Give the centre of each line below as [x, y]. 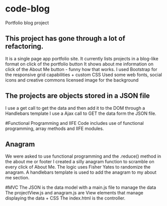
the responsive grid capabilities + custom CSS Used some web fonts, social [84, 75]
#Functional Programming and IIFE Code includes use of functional [75, 123]
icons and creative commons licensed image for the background [72, 80]
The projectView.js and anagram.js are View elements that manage [74, 193]
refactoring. [24, 47]
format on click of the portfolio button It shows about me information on [79, 64]
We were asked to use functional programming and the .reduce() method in [83, 156]
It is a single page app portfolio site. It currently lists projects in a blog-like [82, 58]
